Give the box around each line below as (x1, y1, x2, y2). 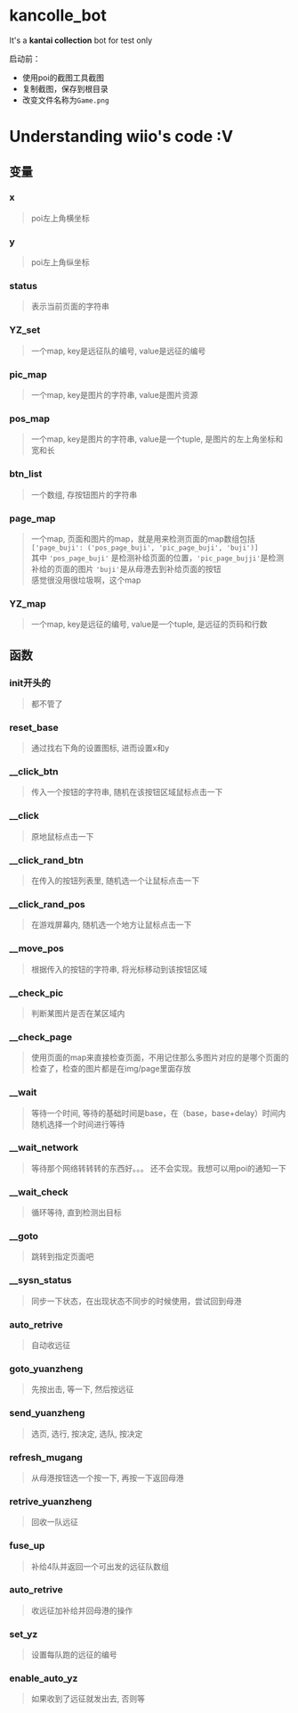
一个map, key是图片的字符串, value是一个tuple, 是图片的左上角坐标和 (30, 434, 284, 444)
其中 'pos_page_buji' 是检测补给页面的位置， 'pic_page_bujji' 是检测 (30, 552, 285, 563)
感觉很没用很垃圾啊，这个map (30, 575, 141, 585)
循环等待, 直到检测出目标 (30, 1207, 122, 1218)
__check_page (9, 1030, 73, 1043)
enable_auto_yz (9, 1672, 78, 1684)
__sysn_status (9, 1274, 72, 1287)
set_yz (9, 1627, 38, 1640)
